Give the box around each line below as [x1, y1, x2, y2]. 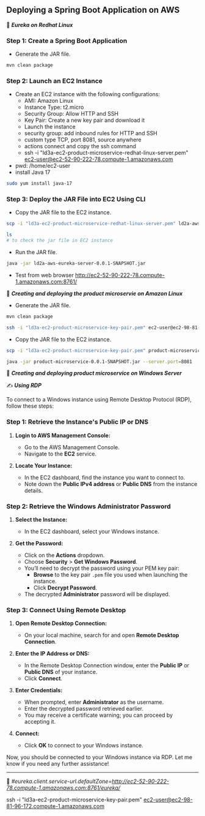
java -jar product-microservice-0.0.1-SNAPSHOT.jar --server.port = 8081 [6, 358, 192, 365]
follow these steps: [6, 402, 54, 410]
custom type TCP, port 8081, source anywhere [24, 136, 142, 143]
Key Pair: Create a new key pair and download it [24, 116, 145, 124]
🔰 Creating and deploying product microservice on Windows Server [6, 370, 182, 377]
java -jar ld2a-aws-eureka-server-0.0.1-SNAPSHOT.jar [6, 260, 146, 267]
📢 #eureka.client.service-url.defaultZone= [6, 777, 112, 785]
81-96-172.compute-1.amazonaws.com [6, 803, 105, 810]
